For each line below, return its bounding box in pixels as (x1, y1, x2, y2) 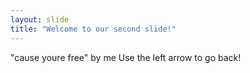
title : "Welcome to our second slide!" (10, 24, 177, 34)
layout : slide (10, 14, 70, 25)
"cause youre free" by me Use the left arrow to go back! (10, 51, 242, 63)
